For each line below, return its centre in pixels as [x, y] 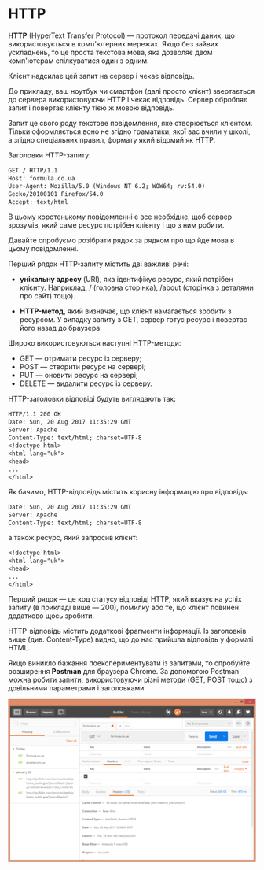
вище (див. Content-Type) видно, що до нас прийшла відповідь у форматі [131, 639]
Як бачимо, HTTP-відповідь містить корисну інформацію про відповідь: [128, 491]
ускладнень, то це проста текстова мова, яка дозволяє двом [111, 52]
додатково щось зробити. [51, 616]
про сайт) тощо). [48, 295]
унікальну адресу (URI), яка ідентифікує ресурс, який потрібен [126, 279]
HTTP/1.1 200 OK [35, 414]
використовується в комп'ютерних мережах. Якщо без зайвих [113, 43]
